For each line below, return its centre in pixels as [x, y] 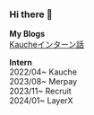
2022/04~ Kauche [43, 72]
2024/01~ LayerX [41, 101]
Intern [21, 63]
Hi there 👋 [31, 14]
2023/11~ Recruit [40, 91]
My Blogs [27, 34]
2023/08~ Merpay [43, 82]
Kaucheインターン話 [47, 45]
